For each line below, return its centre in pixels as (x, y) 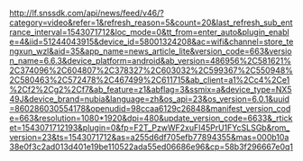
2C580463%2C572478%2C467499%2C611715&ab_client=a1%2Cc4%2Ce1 (150, 80)
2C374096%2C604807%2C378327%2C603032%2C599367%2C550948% (151, 70)
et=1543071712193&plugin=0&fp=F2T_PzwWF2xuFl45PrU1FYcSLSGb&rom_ (150, 128)
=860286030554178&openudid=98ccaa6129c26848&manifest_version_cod (150, 108)
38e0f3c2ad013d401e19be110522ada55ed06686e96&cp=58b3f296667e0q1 (151, 147)
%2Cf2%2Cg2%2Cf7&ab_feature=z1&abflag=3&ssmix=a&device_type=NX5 (151, 89)
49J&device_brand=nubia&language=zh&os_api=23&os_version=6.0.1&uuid (150, 99)
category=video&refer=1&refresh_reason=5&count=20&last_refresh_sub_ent (151, 22)
